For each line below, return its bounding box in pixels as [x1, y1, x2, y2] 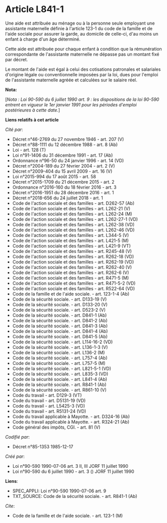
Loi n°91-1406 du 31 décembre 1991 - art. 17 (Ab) [12, 152, 113, 158]
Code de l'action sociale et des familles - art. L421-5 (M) [12, 237, 129, 243]
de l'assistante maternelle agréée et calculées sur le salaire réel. [5, 77, 137, 83]
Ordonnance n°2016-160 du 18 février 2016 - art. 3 [12, 184, 116, 190]
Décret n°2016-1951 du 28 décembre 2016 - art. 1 [12, 189, 114, 195]
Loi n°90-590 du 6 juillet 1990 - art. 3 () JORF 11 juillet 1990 [12, 468, 134, 474]
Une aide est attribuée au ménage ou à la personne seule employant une [5, 20, 155, 26]
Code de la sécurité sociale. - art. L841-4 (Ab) [12, 376, 107, 382]
